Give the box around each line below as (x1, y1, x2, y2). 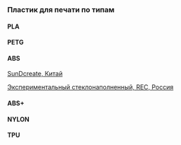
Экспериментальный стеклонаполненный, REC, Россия (7, 83, 174, 91)
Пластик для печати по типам (7, 5, 115, 15)
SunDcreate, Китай (7, 70, 63, 78)
